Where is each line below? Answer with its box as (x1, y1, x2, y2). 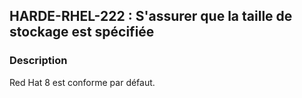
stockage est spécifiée (9, 24, 155, 41)
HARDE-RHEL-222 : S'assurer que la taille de (9, 8, 293, 25)
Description (9, 54, 68, 68)
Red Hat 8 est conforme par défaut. (9, 76, 156, 88)
